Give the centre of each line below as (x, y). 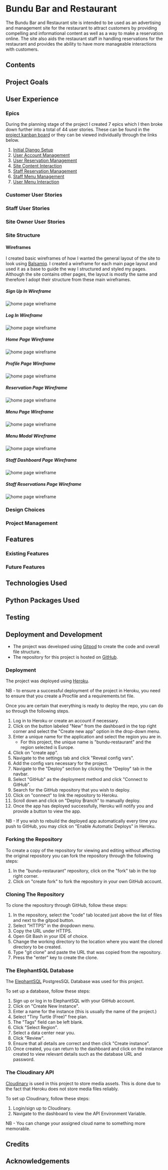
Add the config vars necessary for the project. (60, 763)
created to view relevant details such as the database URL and (77, 1054)
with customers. (22, 49)
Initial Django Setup (33, 150)
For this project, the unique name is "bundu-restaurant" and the (86, 742)
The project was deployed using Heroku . (47, 681)
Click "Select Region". (35, 1028)
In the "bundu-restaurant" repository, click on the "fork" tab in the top (84, 871)
